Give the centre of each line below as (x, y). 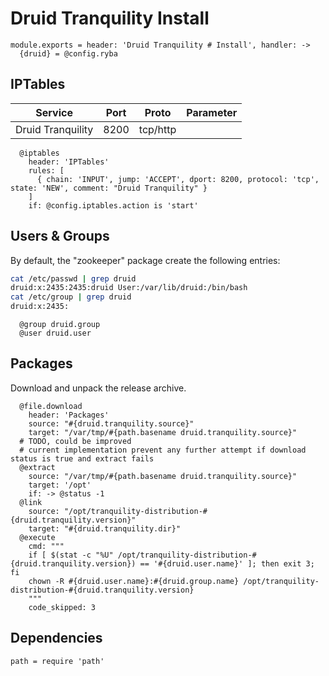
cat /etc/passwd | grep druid (73, 278)
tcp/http (157, 129)
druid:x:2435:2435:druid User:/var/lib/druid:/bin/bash (129, 288)
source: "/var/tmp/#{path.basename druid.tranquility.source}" (163, 476)
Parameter (212, 112)
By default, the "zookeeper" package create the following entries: (145, 260)
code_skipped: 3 (62, 607)
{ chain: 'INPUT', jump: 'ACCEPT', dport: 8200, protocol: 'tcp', (178, 179)
